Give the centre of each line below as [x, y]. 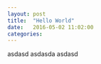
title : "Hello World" [41, 21]
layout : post [27, 14]
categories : [25, 34]
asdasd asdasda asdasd [43, 54]
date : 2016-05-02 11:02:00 [51, 27]
